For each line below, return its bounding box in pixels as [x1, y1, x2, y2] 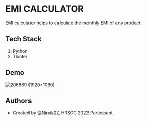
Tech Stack [5, 35, 42, 43]
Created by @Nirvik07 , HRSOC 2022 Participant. [12, 110, 114, 116]
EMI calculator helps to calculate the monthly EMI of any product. [5, 20, 142, 26]
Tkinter [12, 53, 28, 59]
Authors [5, 96, 32, 105]
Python [12, 48, 28, 54]
